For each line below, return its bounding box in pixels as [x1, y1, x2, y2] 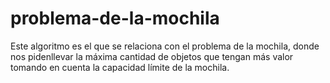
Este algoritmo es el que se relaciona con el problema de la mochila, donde [10, 40, 320, 52]
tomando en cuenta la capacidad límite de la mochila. [10, 61, 230, 73]
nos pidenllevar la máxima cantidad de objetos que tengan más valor [10, 50, 294, 62]
